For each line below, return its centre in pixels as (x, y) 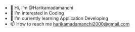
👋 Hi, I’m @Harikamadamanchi (41, 8)
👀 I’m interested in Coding (37, 13)
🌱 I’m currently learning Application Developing (59, 18)
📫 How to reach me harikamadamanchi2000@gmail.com (70, 24)
